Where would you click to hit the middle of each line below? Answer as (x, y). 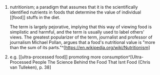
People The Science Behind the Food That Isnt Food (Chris (91, 62)
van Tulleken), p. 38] (30, 67)
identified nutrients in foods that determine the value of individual (75, 12)
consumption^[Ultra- (123, 57)
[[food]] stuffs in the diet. (35, 17)
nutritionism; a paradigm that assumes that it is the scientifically (74, 7)
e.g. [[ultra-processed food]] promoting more (55, 57)
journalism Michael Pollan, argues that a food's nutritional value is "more (82, 42)
